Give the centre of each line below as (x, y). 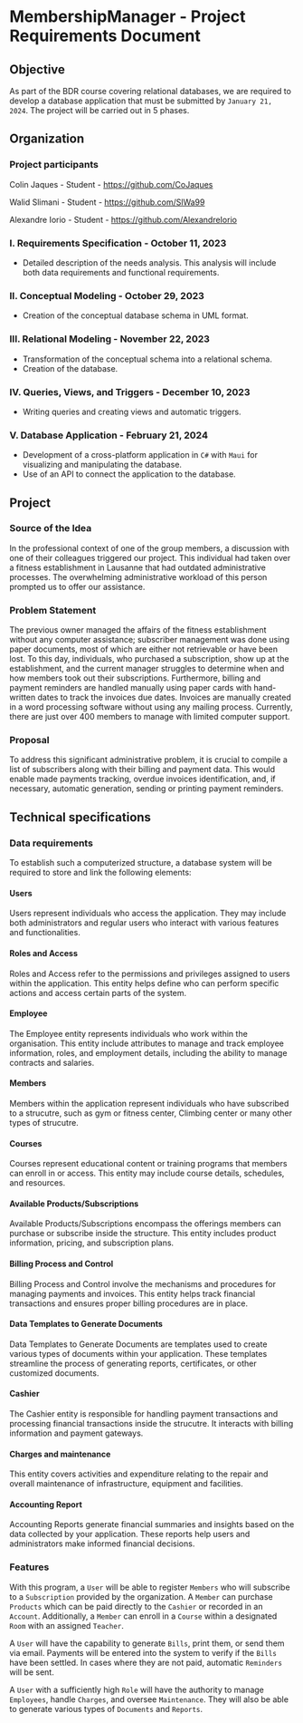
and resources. (38, 1183)
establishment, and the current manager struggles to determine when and (147, 669)
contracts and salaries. (52, 1062)
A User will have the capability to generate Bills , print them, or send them (147, 1643)
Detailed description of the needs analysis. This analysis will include (149, 262)
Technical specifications (80, 817)
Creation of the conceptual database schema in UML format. (135, 315)
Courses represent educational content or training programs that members (148, 1164)
